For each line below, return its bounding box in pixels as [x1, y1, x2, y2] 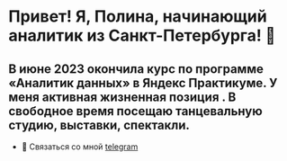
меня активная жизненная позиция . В [8, 89, 237, 104]
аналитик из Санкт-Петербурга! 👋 [8, 25, 276, 46]
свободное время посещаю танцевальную [8, 103, 263, 119]
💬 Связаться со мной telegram [21, 141, 139, 152]
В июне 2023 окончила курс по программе [8, 61, 265, 76]
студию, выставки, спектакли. [8, 117, 191, 132]
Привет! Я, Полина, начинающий [8, 6, 267, 27]
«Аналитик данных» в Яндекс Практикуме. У [8, 75, 278, 91]
